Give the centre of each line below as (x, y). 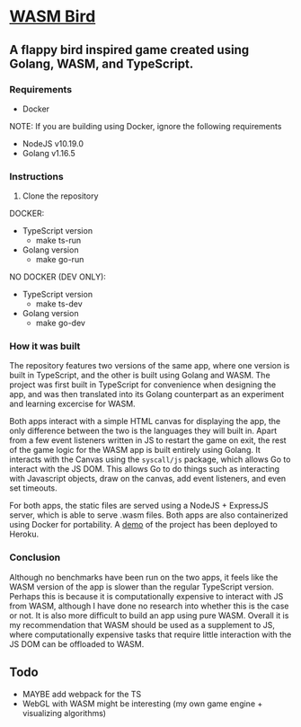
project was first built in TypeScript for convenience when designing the (143, 385)
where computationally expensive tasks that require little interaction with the (150, 634)
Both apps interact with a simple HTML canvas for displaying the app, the (145, 421)
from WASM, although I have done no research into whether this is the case (149, 606)
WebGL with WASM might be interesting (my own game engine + (142, 704)
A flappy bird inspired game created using (129, 50)
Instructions (37, 176)
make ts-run (58, 241)
